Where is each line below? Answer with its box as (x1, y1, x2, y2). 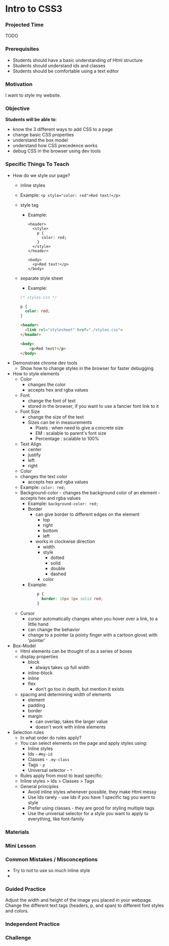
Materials (5, 828, 29, 836)
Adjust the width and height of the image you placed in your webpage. (5, 897, 152, 903)
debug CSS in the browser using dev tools (12, 148, 101, 154)
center (27, 447, 42, 453)
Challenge (5, 934, 31, 941)
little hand (27, 621, 49, 627)
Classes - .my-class (27, 757, 70, 763)
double (50, 566, 65, 572)
